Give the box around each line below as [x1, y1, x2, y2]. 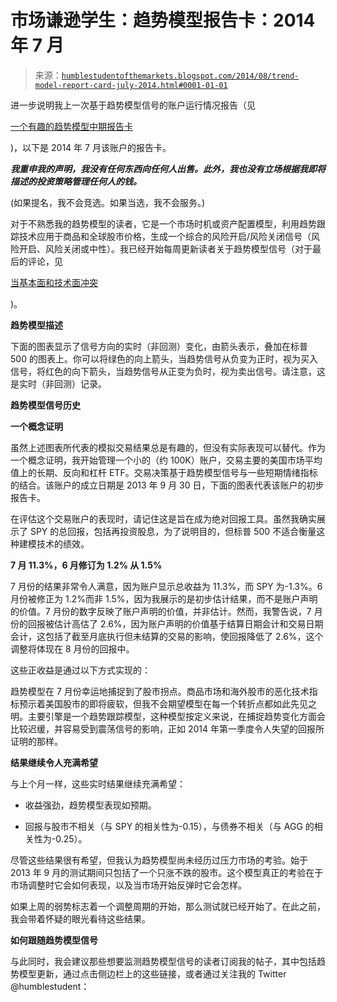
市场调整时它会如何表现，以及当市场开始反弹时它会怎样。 [10, 879, 247, 891]
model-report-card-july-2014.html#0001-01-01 [34, 80, 228, 90]
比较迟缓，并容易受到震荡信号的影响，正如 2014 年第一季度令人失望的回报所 [10, 722, 325, 735]
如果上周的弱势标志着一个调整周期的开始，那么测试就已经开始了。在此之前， [10, 900, 326, 912]
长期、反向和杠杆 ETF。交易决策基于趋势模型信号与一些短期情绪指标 [36, 466, 318, 478]
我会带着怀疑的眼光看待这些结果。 [10, 912, 151, 925]
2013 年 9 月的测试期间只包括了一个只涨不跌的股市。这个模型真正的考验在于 [10, 866, 324, 878]
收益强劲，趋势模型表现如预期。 [24, 799, 157, 811]
